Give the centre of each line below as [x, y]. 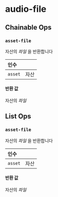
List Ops [18, 116]
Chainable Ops [29, 27]
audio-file [26, 9]
